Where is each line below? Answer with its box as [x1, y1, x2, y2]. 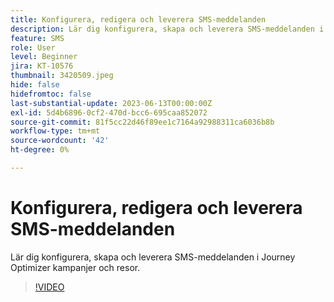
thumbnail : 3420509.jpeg [10, 71, 114, 81]
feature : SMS [10, 33, 65, 43]
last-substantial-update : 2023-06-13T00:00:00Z [10, 98, 213, 108]
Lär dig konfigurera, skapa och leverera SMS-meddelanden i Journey [10, 251, 296, 263]
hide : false [10, 80, 60, 90]
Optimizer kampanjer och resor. [10, 261, 141, 273]
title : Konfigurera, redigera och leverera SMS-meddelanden [10, 14, 267, 25]
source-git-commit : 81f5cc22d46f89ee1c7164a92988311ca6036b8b [10, 117, 275, 127]
